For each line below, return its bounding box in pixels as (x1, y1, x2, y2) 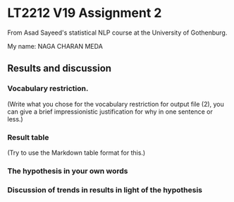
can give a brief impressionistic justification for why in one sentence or (7, 107, 213, 116)
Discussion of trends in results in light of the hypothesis (7, 185, 203, 195)
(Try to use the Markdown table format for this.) (7, 148, 146, 157)
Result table (7, 132, 49, 142)
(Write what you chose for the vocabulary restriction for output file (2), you (7, 100, 224, 108)
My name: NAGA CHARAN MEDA (7, 42, 104, 50)
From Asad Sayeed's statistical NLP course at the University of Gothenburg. (7, 28, 228, 37)
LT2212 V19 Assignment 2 (7, 5, 162, 21)
